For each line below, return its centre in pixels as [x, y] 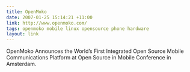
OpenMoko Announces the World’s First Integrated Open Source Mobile [95, 51]
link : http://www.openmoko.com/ [47, 23]
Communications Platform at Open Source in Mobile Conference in [89, 58]
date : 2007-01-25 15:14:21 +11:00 [50, 17]
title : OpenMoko [26, 12]
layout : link [23, 34]
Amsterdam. [21, 64]
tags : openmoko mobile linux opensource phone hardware [78, 28]
